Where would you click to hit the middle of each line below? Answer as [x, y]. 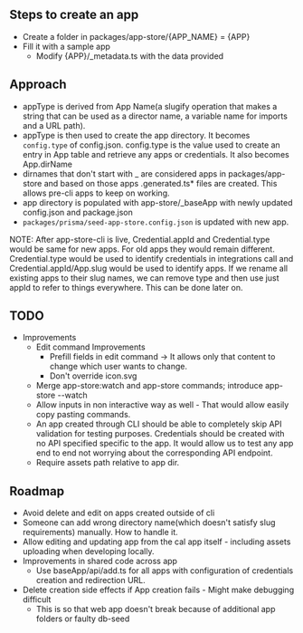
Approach [38, 85]
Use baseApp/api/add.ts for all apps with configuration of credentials [165, 571]
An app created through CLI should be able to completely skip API [159, 424]
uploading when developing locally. [88, 551]
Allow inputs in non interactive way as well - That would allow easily [162, 405]
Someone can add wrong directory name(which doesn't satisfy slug [149, 523]
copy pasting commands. [83, 415]
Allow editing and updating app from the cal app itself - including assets [156, 542]
